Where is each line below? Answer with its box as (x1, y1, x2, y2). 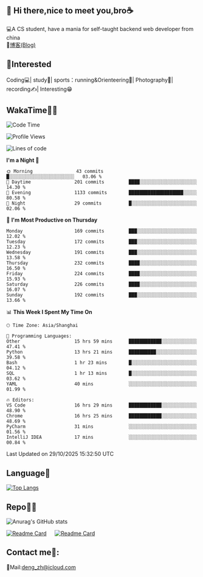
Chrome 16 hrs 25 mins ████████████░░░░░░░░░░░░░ (6, 413, 198, 419)
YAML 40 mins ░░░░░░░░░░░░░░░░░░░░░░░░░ (6, 381, 198, 387)
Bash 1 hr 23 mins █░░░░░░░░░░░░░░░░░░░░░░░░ (6, 360, 198, 366)
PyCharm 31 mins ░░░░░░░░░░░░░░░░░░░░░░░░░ (6, 424, 198, 430)
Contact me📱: (6, 547, 60, 558)
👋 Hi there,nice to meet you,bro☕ (6, 5, 134, 16)
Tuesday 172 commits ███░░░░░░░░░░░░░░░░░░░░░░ (6, 239, 198, 245)
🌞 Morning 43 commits (6, 169, 104, 175)
